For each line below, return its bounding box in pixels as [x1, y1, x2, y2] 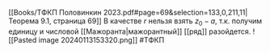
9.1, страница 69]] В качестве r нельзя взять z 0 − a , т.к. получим [40, 16, 263, 27]
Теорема [8, 16, 39, 26]
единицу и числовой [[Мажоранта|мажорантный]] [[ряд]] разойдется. [8, 26, 251, 36]
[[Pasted [8, 35, 37, 44]
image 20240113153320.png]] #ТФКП [38, 35, 165, 44]
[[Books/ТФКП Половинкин [8, 8, 103, 17]
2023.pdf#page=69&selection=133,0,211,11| [103, 8, 248, 17]
